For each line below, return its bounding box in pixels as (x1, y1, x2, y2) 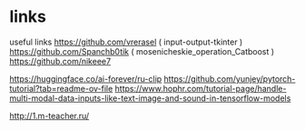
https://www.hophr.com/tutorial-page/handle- (114, 83, 287, 94)
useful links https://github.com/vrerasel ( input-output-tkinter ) (9, 36, 243, 47)
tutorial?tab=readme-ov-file (9, 83, 113, 94)
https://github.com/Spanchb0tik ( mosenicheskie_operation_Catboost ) (9, 45, 275, 56)
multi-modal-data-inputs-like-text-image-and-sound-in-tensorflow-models (9, 93, 291, 104)
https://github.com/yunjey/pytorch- (163, 73, 296, 84)
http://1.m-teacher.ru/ (9, 110, 90, 121)
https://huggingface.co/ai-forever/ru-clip (9, 73, 162, 84)
